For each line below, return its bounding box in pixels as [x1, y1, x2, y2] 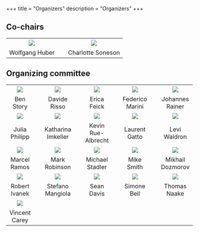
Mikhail [165, 155, 185, 164]
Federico [122, 94, 147, 103]
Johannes [161, 94, 190, 103]
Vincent [9, 208, 31, 217]
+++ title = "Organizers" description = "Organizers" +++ [6, 5, 144, 12]
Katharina [44, 125, 72, 133]
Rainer [166, 102, 185, 110]
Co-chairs [6, 22, 44, 32]
